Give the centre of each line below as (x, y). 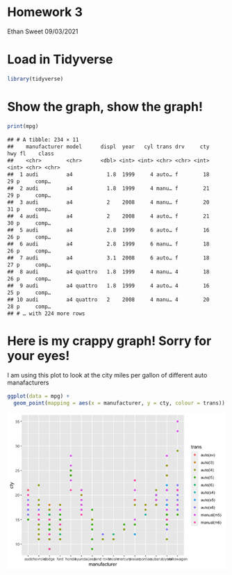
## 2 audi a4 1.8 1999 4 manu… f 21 (108, 188)
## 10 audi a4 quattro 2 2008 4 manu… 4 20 (108, 300)
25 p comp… (29, 293)
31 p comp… (29, 209)
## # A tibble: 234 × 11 (43, 140)
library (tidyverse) (35, 79)
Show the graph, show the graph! (105, 107)
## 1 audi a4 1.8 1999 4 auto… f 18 (108, 175)
